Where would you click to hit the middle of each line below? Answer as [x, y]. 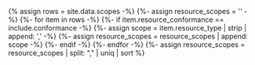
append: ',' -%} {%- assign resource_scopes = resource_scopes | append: [128, 36]
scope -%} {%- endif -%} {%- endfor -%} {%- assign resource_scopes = [127, 45]
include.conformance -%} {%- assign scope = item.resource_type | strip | [127, 28]
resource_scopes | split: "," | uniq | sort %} [76, 53]
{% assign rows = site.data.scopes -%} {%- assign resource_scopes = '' [126, 11]
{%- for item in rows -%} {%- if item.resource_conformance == [122, 20]
